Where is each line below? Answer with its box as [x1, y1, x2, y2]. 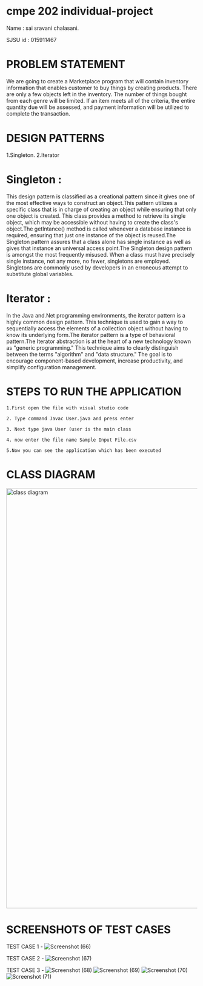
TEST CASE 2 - [6, 954, 44, 962]
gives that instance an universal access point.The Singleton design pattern [6, 245, 193, 252]
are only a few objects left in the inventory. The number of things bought [6, 90, 187, 98]
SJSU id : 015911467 [6, 36, 57, 43]
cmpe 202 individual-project [6, 4, 153, 18]
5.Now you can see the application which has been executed [6, 447, 162, 454]
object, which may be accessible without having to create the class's [6, 218, 179, 226]
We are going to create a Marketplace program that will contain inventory [6, 77, 189, 85]
